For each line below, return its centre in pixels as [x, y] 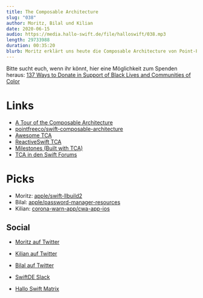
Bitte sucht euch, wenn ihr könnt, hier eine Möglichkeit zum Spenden [92, 68]
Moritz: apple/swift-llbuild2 [49, 196]
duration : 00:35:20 [31, 46]
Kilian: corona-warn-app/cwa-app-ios [62, 209]
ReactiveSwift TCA [38, 141]
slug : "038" [21, 18]
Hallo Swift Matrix [37, 289]
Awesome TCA [34, 135]
